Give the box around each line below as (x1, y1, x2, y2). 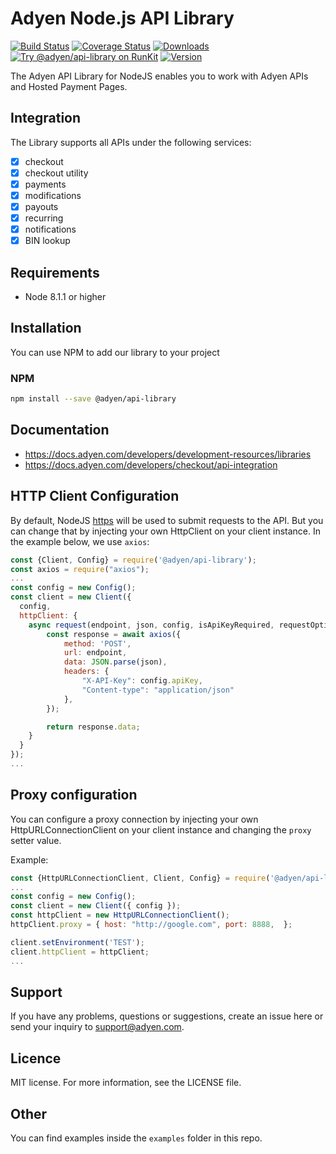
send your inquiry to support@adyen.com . (10, 1021, 185, 1033)
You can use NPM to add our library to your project (10, 346, 220, 358)
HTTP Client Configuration (10, 488, 180, 505)
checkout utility (24, 167, 89, 179)
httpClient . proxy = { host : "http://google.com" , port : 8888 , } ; (10, 920, 293, 930)
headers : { (63, 667, 110, 677)
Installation (10, 320, 82, 337)
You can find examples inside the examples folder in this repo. (10, 1132, 263, 1144)
